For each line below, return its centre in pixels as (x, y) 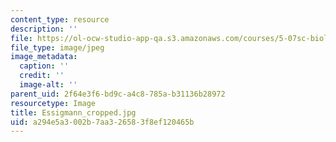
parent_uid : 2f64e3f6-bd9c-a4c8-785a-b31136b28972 (118, 94)
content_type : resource (60, 19)
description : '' (44, 29)
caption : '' (44, 66)
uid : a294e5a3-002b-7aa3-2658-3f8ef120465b (102, 122)
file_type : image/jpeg (57, 47)
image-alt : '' (48, 85)
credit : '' (42, 76)
